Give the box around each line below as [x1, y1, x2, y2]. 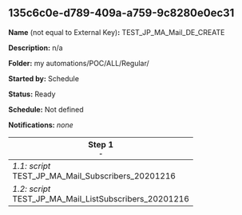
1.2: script [12, 183, 51, 194]
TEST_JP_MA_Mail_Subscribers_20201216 [12, 170, 176, 182]
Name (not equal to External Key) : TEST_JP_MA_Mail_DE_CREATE [8, 27, 225, 37]
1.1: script [12, 160, 51, 171]
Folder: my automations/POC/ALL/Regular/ [8, 58, 149, 68]
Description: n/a [8, 43, 63, 53]
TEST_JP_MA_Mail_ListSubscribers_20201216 [12, 193, 190, 204]
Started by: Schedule [8, 73, 80, 83]
